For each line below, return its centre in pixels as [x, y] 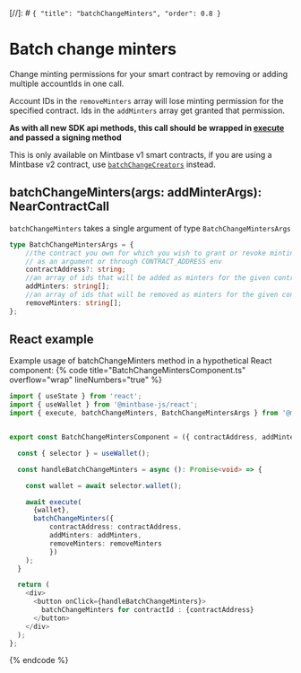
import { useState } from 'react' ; [76, 397]
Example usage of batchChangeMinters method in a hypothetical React [141, 361]
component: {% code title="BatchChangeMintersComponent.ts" [128, 371]
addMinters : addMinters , [95, 536]
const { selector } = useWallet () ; [84, 453]
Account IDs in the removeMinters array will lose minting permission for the [146, 101]
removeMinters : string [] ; [74, 303]
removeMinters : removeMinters [106, 543]
